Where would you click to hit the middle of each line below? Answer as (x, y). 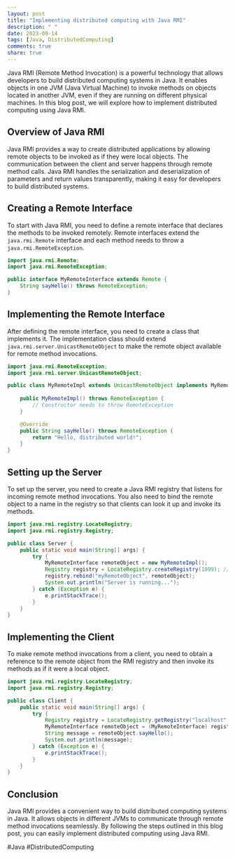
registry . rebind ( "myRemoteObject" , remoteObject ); (120, 576)
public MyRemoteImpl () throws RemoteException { (92, 399)
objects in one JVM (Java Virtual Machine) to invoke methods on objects (112, 88)
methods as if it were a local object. (58, 669)
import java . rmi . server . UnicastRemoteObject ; (74, 373)
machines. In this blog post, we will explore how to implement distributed (112, 102)
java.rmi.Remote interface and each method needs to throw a (95, 240)
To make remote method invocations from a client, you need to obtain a (110, 654)
